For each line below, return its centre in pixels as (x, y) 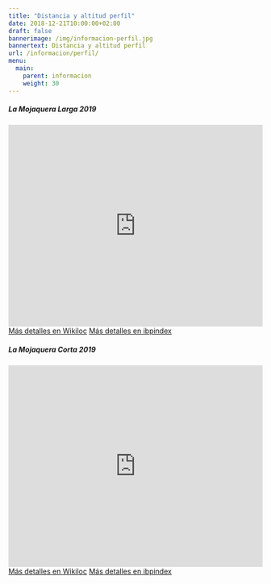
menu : (17, 61)
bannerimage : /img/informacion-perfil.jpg (81, 38)
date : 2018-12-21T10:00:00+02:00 (65, 23)
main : (25, 69)
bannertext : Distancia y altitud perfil (77, 46)
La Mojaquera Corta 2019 (52, 350)
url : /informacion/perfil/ (54, 53)
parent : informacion (57, 76)
